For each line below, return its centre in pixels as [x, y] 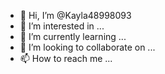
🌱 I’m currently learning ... [73, 36]
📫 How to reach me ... [66, 58]
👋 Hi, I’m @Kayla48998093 [75, 15]
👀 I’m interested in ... [62, 26]
